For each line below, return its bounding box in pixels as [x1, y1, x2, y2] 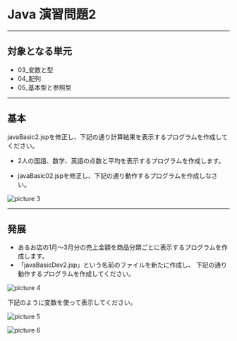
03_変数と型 [17, 65, 54, 74]
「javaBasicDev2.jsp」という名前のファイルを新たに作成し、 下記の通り [17, 261, 228, 269]
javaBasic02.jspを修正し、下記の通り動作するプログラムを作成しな [17, 171, 212, 180]
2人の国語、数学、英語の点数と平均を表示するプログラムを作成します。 [17, 156, 225, 164]
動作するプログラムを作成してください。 [17, 270, 135, 278]
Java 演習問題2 [7, 6, 97, 23]
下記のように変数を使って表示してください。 [7, 298, 137, 307]
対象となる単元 [7, 45, 73, 57]
